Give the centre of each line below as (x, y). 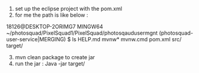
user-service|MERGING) (36, 39)
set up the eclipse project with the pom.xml (68, 9)
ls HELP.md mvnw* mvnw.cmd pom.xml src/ (127, 39)
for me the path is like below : (51, 15)
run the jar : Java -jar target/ (50, 63)
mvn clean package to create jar (55, 57)
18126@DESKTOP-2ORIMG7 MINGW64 (55, 27)
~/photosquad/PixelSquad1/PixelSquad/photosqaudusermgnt (82, 33)
